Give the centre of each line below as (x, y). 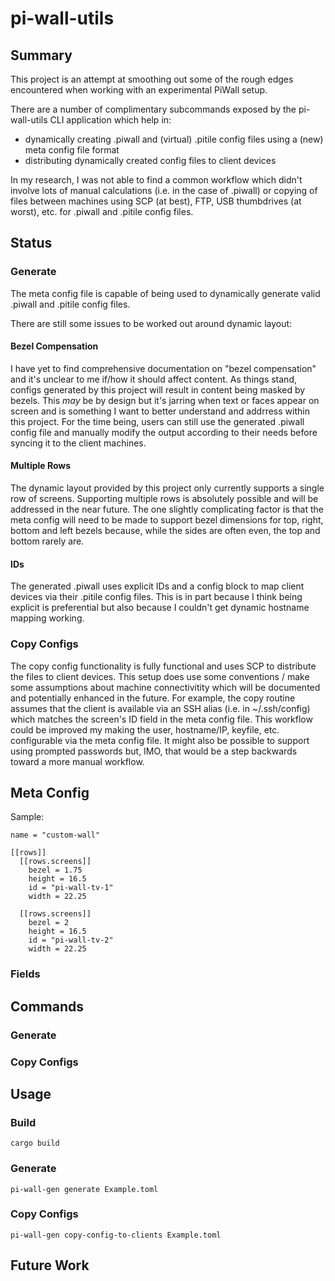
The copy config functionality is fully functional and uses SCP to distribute (163, 666)
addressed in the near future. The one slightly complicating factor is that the (167, 509)
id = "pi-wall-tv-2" (71, 940)
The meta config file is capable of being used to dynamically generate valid (165, 293)
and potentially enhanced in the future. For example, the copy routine (153, 698)
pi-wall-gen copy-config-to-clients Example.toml (116, 1235)
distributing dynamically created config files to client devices (150, 160)
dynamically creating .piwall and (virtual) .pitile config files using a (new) (174, 139)
